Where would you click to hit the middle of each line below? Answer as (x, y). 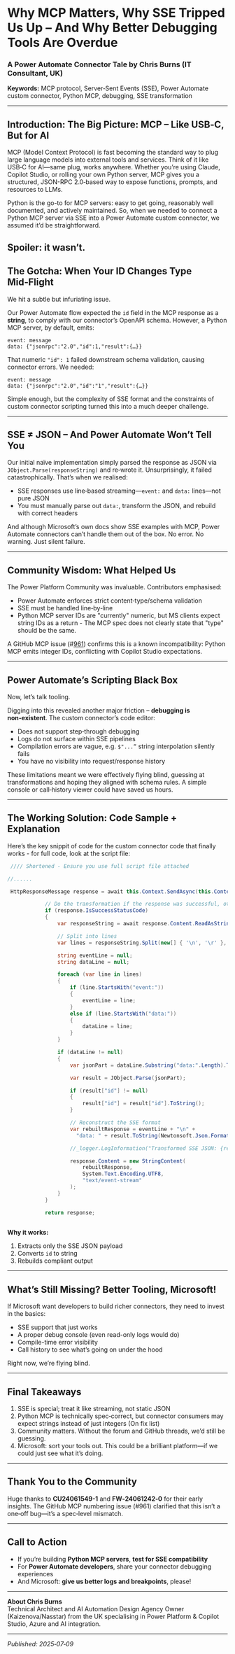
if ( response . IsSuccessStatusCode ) (97, 911)
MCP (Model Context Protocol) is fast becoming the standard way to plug (113, 153)
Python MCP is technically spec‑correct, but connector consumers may (120, 1416)
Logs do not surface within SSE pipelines (77, 738)
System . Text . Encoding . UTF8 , (123, 1174)
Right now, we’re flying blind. (49, 1364)
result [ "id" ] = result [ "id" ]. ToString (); (143, 1104)
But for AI (28, 135)
